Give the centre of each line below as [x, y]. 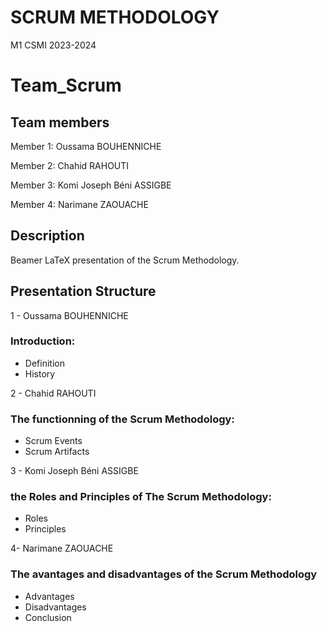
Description [47, 236]
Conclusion [48, 617]
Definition [44, 363]
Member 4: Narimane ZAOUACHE [79, 204]
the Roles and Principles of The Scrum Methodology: [141, 497]
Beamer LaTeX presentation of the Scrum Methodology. [125, 260]
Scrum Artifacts [57, 452]
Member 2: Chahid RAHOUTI [70, 165]
